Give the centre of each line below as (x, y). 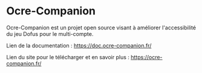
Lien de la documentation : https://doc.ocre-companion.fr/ (79, 45)
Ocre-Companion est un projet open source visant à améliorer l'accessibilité (101, 28)
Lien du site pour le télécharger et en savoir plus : (68, 57)
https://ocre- (147, 57)
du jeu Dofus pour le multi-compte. (50, 34)
